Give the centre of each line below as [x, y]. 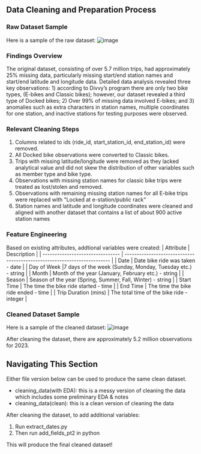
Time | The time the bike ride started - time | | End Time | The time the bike [99, 286]
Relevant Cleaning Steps [43, 129]
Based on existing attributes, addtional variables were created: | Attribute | [98, 247]
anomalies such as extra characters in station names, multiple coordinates [98, 107]
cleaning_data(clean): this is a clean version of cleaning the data [94, 403]
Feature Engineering [37, 235]
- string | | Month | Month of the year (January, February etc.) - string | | [95, 273]
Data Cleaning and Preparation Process [81, 10]
